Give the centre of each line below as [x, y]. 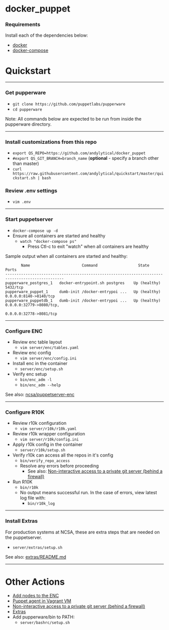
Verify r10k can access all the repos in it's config [63, 455]
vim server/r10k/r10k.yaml [48, 429]
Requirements [23, 25]
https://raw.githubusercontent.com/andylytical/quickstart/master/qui [88, 174]
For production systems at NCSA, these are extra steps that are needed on [82, 532]
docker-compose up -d [35, 231]
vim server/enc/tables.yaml [49, 347]
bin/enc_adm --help [40, 385]
